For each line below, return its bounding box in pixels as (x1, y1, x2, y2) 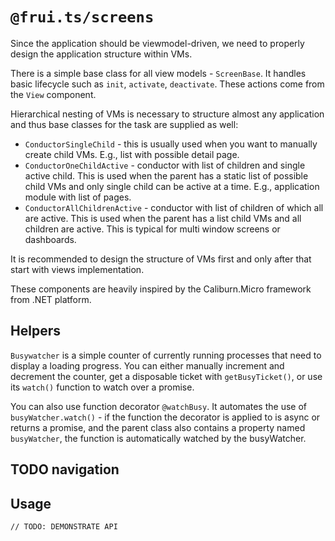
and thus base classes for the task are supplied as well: (10, 118, 239, 130)
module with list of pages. (24, 191, 132, 203)
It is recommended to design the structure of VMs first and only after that (10, 253, 312, 265)
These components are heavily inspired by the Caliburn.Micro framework (10, 283, 312, 295)
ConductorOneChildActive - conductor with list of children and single (24, 159, 306, 171)
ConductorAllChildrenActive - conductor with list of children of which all (24, 201, 324, 213)
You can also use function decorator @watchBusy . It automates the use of (10, 400, 307, 412)
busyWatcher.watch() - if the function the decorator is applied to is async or (10, 411, 321, 423)
